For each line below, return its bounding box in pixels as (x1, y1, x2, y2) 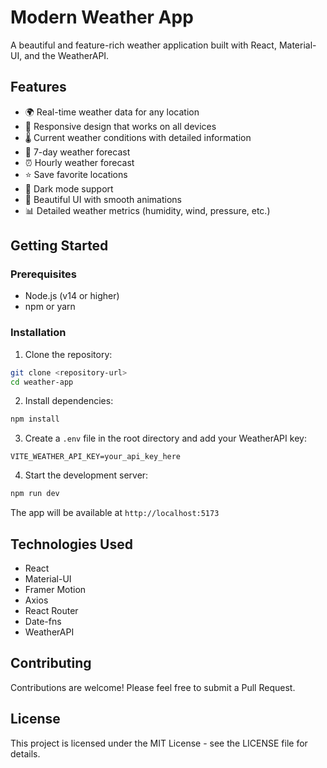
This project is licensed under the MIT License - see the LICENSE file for (10, 737, 308, 749)
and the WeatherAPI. (24, 49, 110, 61)
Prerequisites (10, 267, 77, 281)
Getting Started (10, 237, 109, 255)
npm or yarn (24, 301, 76, 313)
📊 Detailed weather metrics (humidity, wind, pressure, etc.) (24, 204, 271, 216)
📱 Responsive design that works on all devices (24, 120, 217, 132)
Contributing (10, 655, 92, 672)
